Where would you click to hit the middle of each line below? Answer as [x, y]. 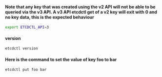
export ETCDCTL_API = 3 [27, 27]
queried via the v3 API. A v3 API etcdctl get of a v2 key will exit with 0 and [81, 12]
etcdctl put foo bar [26, 70]
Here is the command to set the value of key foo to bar [61, 59]
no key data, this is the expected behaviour [50, 17]
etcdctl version [21, 48]
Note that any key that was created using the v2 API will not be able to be [80, 7]
